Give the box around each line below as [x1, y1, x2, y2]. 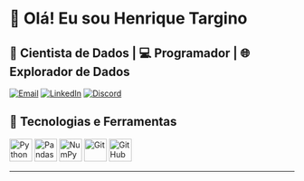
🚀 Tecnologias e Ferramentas [9, 114, 177, 129]
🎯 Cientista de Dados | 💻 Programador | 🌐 [9, 45, 251, 61]
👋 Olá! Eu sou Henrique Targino [9, 8, 248, 29]
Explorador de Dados [9, 63, 130, 80]
